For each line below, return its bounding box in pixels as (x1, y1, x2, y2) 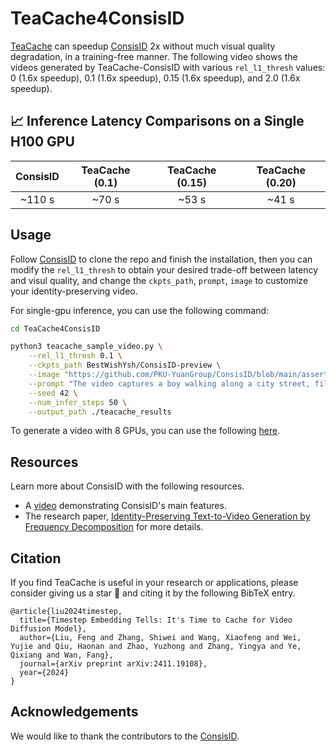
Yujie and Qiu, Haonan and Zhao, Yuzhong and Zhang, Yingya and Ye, (10, 642, 302, 652)
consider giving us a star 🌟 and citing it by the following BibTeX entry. (10, 587, 296, 599)
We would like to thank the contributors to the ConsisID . (10, 730, 240, 742)
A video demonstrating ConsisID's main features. (24, 500, 227, 512)
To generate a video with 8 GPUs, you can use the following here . (10, 425, 281, 437)
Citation (10, 550, 62, 567)
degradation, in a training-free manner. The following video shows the (10, 50, 298, 62)
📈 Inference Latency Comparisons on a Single (10, 113, 305, 130)
